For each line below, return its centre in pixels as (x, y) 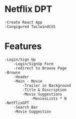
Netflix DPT (28, 9)
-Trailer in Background (47, 85)
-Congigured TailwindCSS (30, 27)
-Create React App (23, 22)
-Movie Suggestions (42, 94)
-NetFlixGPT (17, 103)
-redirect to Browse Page (40, 68)
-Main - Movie (28, 81)
